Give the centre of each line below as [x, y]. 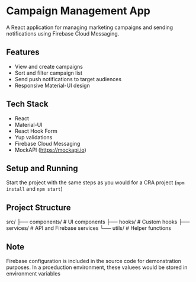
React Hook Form [36, 131]
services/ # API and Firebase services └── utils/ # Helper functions [89, 228]
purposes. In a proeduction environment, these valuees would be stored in [97, 267]
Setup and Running [42, 168]
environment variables [33, 273]
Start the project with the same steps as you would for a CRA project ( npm [95, 182]
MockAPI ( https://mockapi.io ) [51, 150]
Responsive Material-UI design [52, 85]
